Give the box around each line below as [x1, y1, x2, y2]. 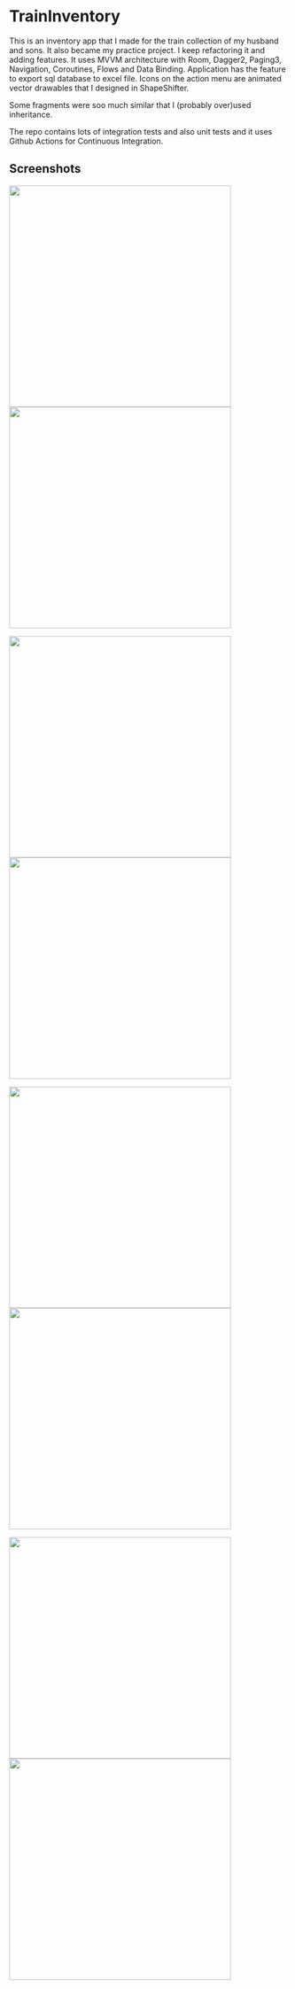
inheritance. [9, 109, 53, 120]
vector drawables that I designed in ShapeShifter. [9, 82, 190, 93]
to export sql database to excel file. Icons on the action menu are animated [9, 73, 282, 83]
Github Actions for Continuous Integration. [9, 135, 164, 146]
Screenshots [9, 161, 82, 176]
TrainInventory [9, 6, 121, 27]
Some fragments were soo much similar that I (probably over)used [9, 99, 252, 110]
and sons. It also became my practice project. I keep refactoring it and [9, 44, 266, 55]
